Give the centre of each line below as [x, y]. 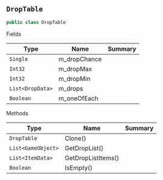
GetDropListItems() [92, 158]
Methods [18, 113]
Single [19, 59]
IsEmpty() [78, 167]
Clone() [75, 138]
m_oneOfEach [78, 98]
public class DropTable [36, 22]
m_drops [71, 88]
